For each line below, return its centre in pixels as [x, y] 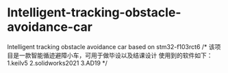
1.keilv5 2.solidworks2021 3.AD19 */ [58, 63]
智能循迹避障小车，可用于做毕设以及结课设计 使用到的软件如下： [122, 55]
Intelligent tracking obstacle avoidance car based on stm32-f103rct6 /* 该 [111, 46]
